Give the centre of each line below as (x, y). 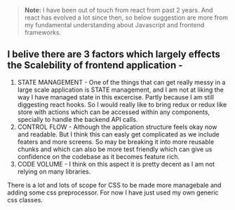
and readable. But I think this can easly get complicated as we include (118, 134)
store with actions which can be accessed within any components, (114, 112)
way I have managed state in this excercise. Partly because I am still (115, 97)
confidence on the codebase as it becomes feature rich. (99, 156)
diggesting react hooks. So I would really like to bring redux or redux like (122, 104)
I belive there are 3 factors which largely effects (114, 54)
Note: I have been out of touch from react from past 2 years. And (119, 10)
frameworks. (43, 32)
